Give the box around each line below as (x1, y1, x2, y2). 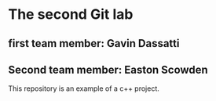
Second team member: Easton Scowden (8, 63, 208, 76)
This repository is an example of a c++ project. (8, 84, 159, 93)
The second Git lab (8, 5, 134, 23)
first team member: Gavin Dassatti (8, 37, 180, 50)
